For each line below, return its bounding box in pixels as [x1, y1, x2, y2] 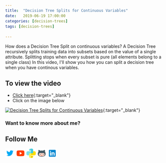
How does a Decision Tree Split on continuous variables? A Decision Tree [5, 43, 156, 49]
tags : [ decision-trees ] [5, 24, 55, 29]
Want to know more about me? [5, 120, 81, 127]
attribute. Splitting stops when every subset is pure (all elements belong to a [5, 54, 162, 60]
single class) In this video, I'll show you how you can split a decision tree [5, 59, 154, 65]
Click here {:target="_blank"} [12, 92, 71, 98]
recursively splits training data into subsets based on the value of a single [5, 49, 156, 55]
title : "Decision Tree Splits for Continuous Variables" [5, 8, 128, 13]
